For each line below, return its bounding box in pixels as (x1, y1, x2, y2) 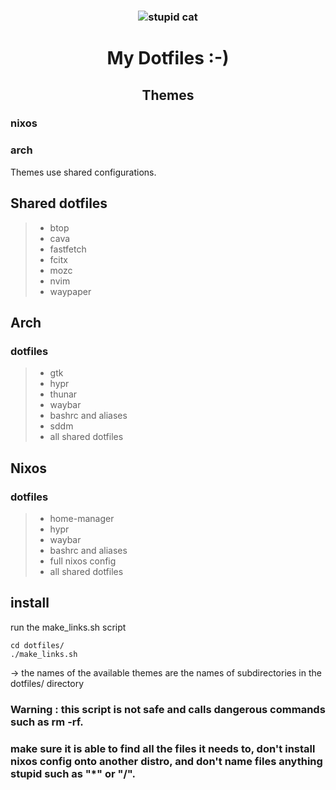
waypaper (49, 285, 92, 297)
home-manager (49, 512, 115, 524)
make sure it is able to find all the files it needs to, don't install (10, 741, 316, 755)
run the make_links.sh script (10, 621, 127, 633)
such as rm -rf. (10, 715, 84, 729)
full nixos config (49, 555, 117, 567)
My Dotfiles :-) (106, 47, 230, 70)
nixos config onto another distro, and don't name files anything (10, 754, 323, 768)
